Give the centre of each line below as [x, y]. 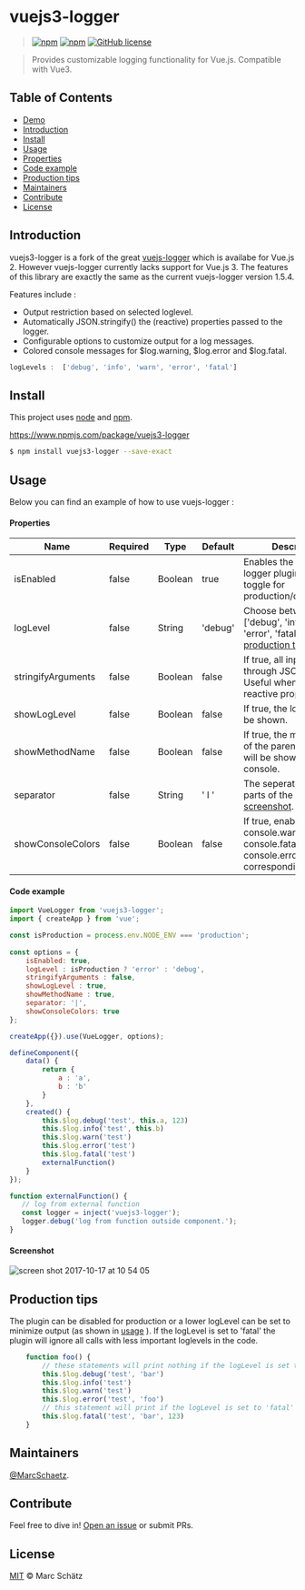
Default [218, 547]
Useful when [271, 682]
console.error [272, 855]
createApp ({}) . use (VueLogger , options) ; [87, 1036]
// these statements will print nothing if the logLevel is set [166, 1365]
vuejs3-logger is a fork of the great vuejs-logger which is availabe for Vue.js [152, 257]
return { [59, 1070]
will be [257, 758]
